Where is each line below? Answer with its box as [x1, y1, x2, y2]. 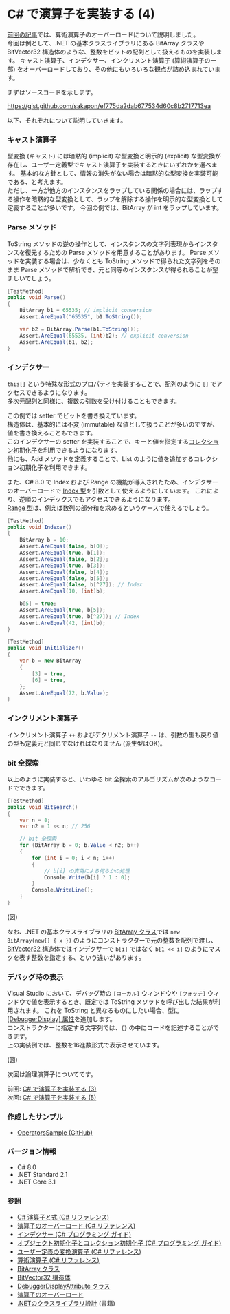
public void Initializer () [7, 645, 84, 652]
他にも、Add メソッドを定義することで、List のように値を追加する [7, 454, 194, 462]
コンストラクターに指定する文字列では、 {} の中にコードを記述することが [7, 1024, 214, 1032]
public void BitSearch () [7, 803, 78, 810]
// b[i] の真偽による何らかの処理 [43, 868, 130, 874]
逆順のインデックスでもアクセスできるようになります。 [19, 495, 174, 503]
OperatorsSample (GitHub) [16, 1128, 93, 1137]
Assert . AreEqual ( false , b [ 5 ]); [19, 575, 109, 582]
